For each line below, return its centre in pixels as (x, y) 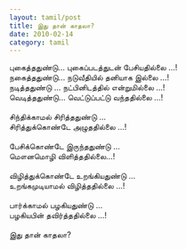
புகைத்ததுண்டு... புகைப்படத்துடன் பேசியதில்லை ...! (93, 68)
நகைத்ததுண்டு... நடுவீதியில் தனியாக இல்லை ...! (89, 77)
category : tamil (39, 42)
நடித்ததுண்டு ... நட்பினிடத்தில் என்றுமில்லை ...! (87, 88)
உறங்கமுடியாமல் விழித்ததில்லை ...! (67, 186)
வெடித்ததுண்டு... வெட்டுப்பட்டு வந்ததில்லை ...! (86, 98)
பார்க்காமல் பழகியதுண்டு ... (56, 205)
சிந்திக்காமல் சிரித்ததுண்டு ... (58, 117)
